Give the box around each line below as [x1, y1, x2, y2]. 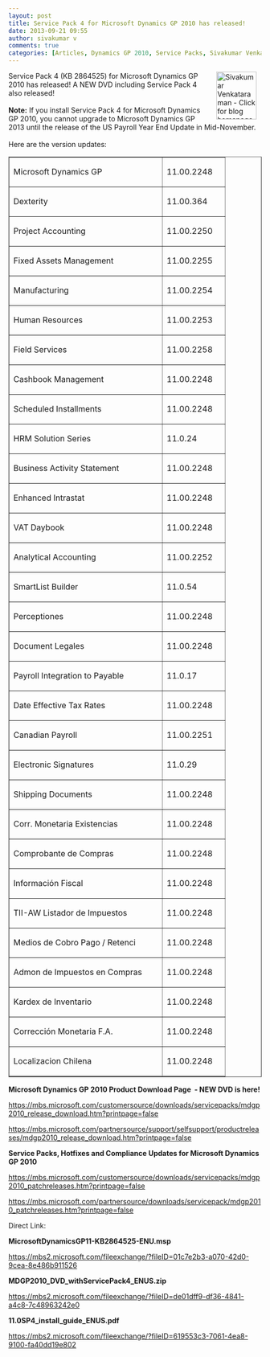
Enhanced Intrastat [13, 492, 85, 503]
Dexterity [13, 196, 48, 207]
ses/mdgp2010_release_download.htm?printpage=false [8, 1133, 192, 1142]
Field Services [13, 344, 67, 355]
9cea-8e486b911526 [8, 1261, 78, 1270]
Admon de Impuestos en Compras [13, 966, 142, 978]
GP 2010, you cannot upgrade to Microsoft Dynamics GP [8, 114, 195, 123]
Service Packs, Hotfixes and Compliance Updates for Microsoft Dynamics [8, 1149, 260, 1158]
